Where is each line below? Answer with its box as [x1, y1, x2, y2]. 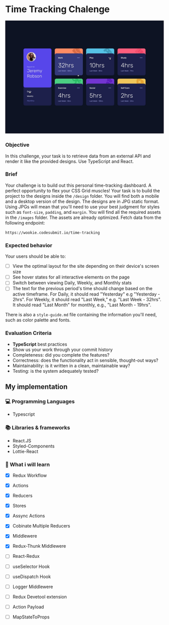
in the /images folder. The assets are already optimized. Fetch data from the [5, 214, 162, 220]
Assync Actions [12, 513, 45, 519]
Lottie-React [12, 448, 39, 454]
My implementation [5, 382, 68, 391]
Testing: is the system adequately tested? [12, 368, 99, 374]
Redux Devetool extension [12, 594, 67, 600]
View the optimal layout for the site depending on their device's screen [12, 263, 159, 269]
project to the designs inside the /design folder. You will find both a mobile [5, 193, 159, 199]
